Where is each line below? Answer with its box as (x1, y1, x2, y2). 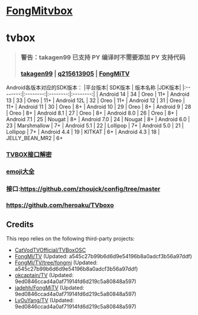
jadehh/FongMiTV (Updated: (14, 284, 85, 291)
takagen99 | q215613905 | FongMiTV (20, 70, 130, 78)
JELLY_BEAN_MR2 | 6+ (6, 134, 63, 141)
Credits (6, 219, 34, 229)
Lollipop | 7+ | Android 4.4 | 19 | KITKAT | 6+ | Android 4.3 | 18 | (6, 128, 160, 135)
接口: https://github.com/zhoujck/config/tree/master (6, 185, 161, 193)
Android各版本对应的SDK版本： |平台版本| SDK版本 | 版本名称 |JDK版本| (6, 84, 181, 91)
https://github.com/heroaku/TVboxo (6, 201, 114, 209)
